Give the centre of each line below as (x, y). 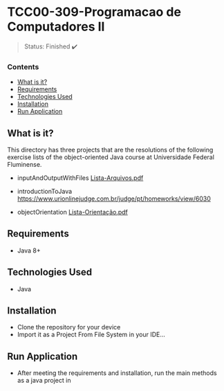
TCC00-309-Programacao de (94, 12)
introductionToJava (45, 192)
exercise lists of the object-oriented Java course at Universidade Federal (111, 157)
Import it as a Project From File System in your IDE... (91, 335)
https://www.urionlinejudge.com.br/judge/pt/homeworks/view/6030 (114, 199)
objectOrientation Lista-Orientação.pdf (72, 212)
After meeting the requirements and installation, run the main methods (117, 373)
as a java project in (44, 381)
